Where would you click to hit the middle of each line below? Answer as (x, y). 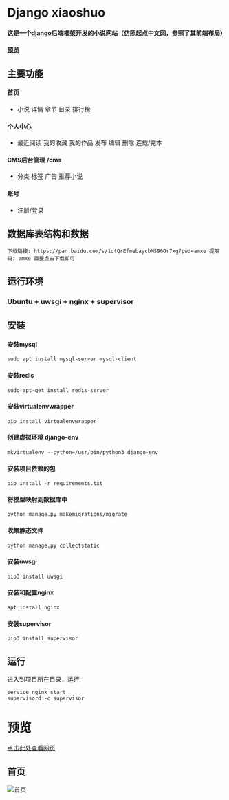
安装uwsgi (22, 561)
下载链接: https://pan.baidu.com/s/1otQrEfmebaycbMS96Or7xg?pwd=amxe (107, 251)
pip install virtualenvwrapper (52, 421)
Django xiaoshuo (56, 13)
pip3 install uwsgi (35, 576)
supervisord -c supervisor (46, 698)
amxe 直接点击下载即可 (47, 259)
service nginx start (37, 692)
